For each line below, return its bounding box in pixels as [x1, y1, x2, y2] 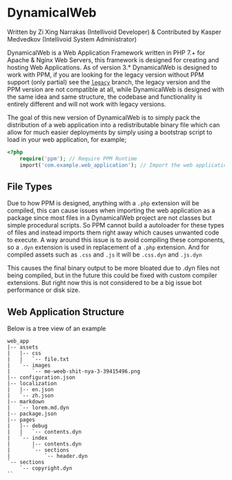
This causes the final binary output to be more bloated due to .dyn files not [7, 264, 220, 273]
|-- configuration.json [7, 374, 76, 381]
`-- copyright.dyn [19, 465, 72, 472]
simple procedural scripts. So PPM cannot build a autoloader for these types [7, 221, 224, 230]
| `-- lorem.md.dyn [7, 405, 70, 412]
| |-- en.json [7, 386, 54, 394]
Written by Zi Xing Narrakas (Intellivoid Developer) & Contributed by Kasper [7, 28, 222, 36]
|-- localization [7, 380, 57, 387]
